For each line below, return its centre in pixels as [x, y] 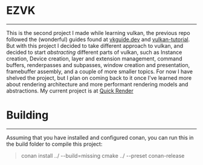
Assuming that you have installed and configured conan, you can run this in [100, 137]
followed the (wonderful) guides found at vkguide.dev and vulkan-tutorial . [98, 39]
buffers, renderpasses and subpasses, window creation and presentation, [98, 65]
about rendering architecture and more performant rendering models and [97, 84]
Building [27, 115]
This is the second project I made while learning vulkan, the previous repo [98, 33]
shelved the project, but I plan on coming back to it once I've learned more [99, 78]
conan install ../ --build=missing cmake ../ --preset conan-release [103, 155]
